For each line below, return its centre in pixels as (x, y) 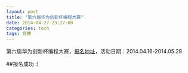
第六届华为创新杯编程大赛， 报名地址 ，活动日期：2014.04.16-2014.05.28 (94, 52)
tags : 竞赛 (19, 34)
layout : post (22, 12)
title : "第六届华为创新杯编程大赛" (45, 17)
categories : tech (28, 28)
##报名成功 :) (22, 64)
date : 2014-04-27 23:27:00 (40, 23)
